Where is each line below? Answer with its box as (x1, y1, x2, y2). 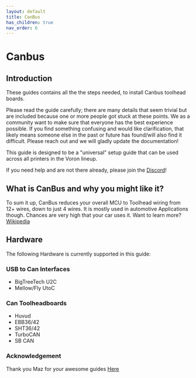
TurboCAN (14, 331, 40, 338)
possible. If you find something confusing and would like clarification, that (6, 125, 184, 132)
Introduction (6, 73, 53, 83)
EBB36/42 (14, 319, 40, 326)
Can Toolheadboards (6, 299, 67, 308)
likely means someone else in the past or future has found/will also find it (6, 131, 183, 138)
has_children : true (6, 19, 54, 25)
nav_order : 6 (6, 25, 38, 31)
